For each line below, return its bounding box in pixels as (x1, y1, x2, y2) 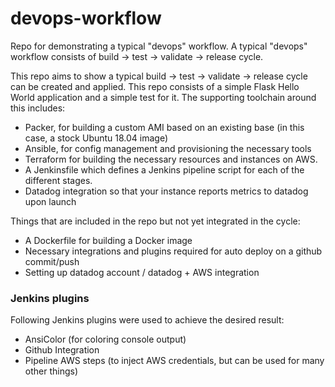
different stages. (24, 174, 93, 186)
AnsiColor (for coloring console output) (24, 333, 187, 346)
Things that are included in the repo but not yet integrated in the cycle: (10, 215, 301, 227)
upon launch (24, 195, 77, 207)
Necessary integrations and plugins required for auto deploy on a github (24, 245, 323, 257)
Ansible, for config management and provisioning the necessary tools (24, 142, 312, 154)
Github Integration (24, 344, 100, 356)
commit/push (24, 255, 80, 267)
